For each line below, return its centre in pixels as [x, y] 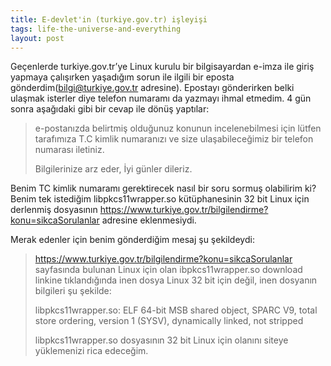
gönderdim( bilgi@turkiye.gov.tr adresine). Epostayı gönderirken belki [152, 88]
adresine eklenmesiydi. [149, 220]
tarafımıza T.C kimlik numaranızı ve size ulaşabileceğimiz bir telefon [174, 139]
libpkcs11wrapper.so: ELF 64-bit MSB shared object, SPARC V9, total [176, 310]
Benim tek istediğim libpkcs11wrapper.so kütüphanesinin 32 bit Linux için [160, 199]
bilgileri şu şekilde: [73, 291]
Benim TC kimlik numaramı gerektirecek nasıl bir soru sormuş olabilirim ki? [163, 188]
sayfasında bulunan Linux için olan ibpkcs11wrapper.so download [168, 270]
